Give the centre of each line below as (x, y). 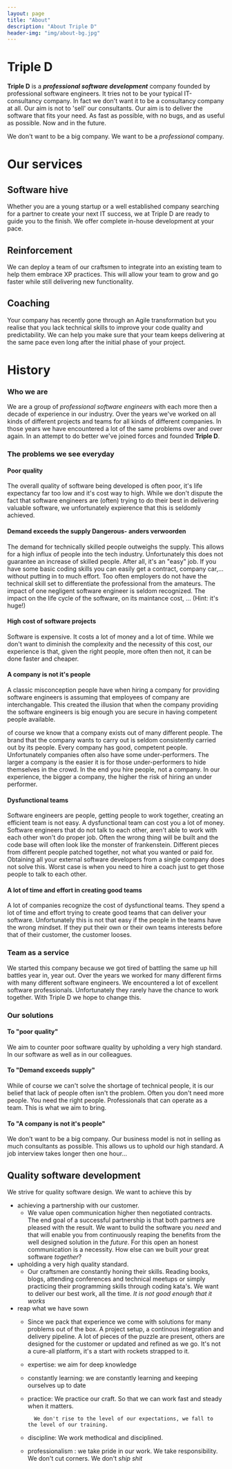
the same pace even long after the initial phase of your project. (96, 342)
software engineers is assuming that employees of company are (98, 697)
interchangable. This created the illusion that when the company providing (113, 705)
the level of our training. (68, 1425)
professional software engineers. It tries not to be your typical (95, 93)
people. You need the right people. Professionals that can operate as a (107, 1100)
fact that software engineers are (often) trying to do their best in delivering (113, 501)
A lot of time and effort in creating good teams (75, 890)
